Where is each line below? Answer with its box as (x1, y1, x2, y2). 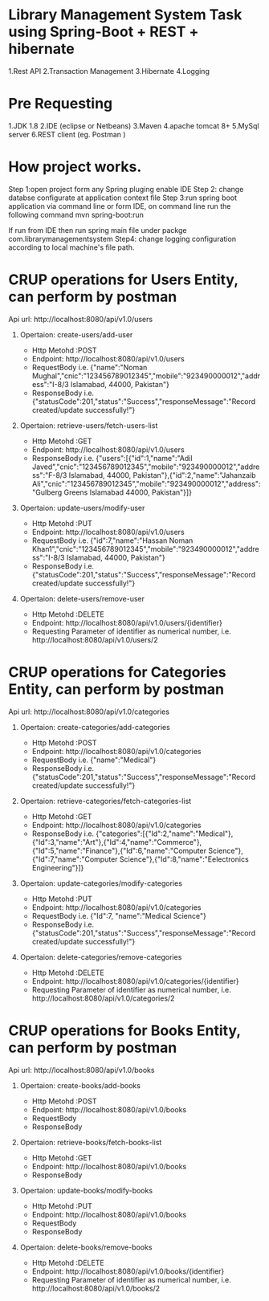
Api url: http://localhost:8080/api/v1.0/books (8, 1065, 155, 1075)
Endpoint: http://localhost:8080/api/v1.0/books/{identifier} (31, 1266, 225, 1276)
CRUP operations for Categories (8, 663, 226, 681)
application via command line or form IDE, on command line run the (8, 201, 231, 210)
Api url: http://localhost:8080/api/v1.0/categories (8, 707, 170, 716)
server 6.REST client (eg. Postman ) (8, 129, 126, 139)
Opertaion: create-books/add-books (19, 1080, 141, 1090)
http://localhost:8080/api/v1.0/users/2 (31, 634, 158, 644)
